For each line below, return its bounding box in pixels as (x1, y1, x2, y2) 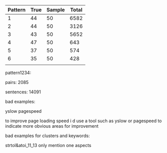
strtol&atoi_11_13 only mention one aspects (5, 143, 91, 148)
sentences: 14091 (5, 89, 41, 95)
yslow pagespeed (5, 108, 42, 114)
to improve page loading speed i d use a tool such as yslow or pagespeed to (5, 118, 162, 124)
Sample (46, 6, 65, 13)
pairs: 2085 (5, 79, 29, 85)
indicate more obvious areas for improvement (5, 123, 99, 129)
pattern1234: (5, 70, 31, 76)
